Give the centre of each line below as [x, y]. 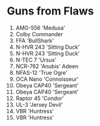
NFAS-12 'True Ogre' [42, 72]
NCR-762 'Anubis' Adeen [47, 66]
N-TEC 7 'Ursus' [36, 60]
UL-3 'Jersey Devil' [39, 104]
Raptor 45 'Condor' [40, 98]
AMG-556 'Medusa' [40, 28]
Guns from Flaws [51, 11]
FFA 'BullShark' [35, 40]
